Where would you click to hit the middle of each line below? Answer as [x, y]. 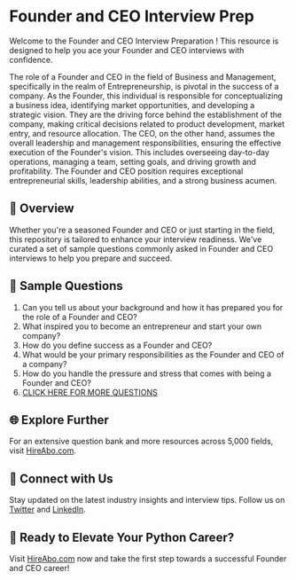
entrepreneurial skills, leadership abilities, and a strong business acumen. [143, 180]
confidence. [31, 59]
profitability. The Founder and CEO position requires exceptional [126, 171]
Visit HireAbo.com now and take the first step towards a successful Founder [148, 559]
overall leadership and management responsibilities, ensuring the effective [145, 143]
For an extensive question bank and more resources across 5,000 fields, [141, 442]
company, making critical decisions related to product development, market [147, 124]
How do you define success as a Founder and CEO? [117, 345]
